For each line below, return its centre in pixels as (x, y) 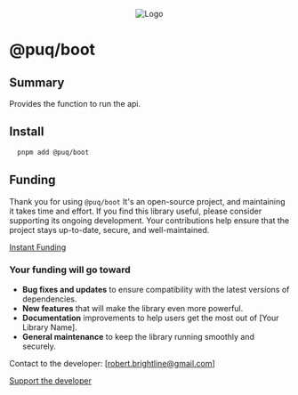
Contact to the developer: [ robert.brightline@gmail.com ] (112, 363)
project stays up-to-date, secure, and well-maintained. (109, 230)
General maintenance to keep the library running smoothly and (138, 336)
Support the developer (50, 380)
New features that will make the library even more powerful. (133, 308)
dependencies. (49, 299)
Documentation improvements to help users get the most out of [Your (150, 318)
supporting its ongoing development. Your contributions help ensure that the (149, 220)
